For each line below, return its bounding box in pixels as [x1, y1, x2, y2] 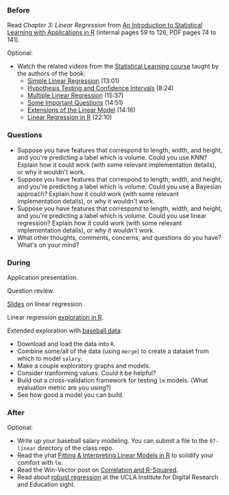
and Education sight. [16, 481, 75, 489]
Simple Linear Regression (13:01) [27, 77, 120, 85]
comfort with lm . [16, 459, 63, 467]
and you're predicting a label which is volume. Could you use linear [16, 211, 207, 219]
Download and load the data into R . [16, 339, 116, 348]
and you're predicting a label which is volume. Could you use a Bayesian [16, 182, 221, 191]
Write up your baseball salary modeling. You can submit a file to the [16, 437, 208, 445]
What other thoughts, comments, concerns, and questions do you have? [16, 233, 221, 241]
